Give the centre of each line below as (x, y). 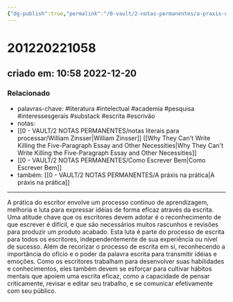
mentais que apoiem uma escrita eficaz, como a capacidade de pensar (109, 276)
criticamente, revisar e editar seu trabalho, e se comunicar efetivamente (110, 283)
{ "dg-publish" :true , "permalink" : (55, 14)
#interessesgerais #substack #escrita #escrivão (86, 116)
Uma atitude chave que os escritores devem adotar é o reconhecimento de (114, 217)
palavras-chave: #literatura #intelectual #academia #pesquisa (106, 108)
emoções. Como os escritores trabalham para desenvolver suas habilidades (116, 261)
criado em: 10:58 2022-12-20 (72, 74)
